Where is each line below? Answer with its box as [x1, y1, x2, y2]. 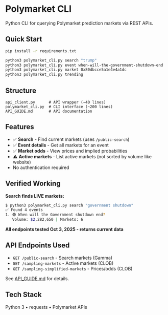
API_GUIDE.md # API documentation [5, 109, 93, 114]
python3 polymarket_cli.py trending [5, 72, 83, 77]
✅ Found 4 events [5, 207, 43, 213]
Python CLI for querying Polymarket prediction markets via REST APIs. [5, 20, 153, 26]
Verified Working [5, 179, 61, 188]
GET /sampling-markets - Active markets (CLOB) [12, 260, 114, 266]
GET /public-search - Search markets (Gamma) [12, 255, 113, 261]
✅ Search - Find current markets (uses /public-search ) [12, 136, 130, 142]
